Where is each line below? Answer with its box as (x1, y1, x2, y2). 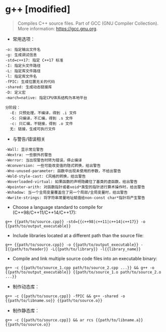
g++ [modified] (5, 4, 71, 15)
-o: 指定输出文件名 (5, 47, 41, 52)
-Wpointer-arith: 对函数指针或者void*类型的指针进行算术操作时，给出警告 (5, 184, 145, 190)
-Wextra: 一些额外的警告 (5, 152, 52, 157)
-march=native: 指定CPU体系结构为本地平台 (5, 95, 87, 100)
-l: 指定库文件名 (5, 74, 37, 79)
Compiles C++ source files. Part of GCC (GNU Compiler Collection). (17, 20, 159, 26)
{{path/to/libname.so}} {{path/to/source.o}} (5, 298, 102, 303)
